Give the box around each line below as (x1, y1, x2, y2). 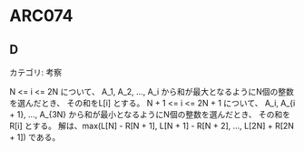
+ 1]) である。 (9, 132, 61, 142)
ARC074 (9, 5, 74, 26)
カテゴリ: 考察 (9, 67, 62, 77)
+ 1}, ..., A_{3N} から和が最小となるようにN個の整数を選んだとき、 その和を (9, 109, 291, 119)
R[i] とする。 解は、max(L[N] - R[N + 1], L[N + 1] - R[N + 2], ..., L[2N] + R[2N (9, 120, 295, 131)
